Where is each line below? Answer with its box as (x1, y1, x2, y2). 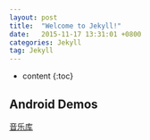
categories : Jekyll (9, 37, 82, 47)
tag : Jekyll (9, 46, 54, 55)
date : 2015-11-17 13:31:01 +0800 (9, 29, 142, 38)
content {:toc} (21, 70, 74, 81)
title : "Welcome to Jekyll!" (9, 21, 122, 30)
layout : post (9, 12, 58, 22)
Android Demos (9, 96, 98, 111)
